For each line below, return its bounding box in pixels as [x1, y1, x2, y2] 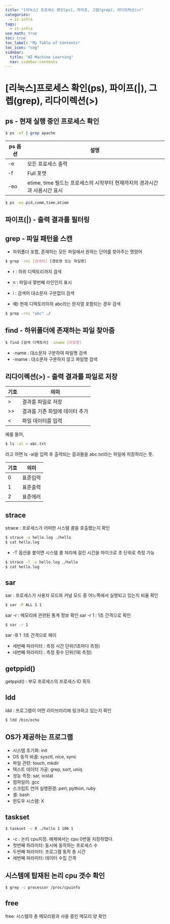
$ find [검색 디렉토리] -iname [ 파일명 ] [5, 340, 82, 345]
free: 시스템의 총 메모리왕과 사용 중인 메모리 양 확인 [5, 913, 107, 919]
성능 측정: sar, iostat [12, 773, 54, 779]
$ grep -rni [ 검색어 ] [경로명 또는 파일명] [5, 259, 87, 264]
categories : [5, 12, 30, 17]
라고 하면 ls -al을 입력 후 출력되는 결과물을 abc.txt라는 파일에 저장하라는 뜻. [5, 451, 154, 457]
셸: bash [12, 791, 30, 797]
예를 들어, [5, 431, 24, 437]
